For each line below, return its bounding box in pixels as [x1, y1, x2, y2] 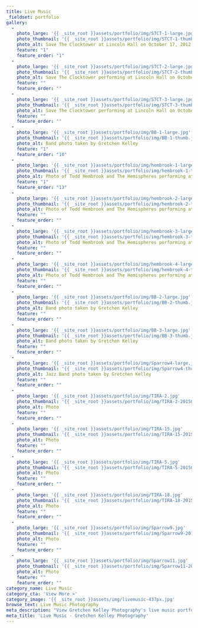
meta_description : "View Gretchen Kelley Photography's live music [6, 607, 176, 613]
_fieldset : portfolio [6, 14, 60, 20]
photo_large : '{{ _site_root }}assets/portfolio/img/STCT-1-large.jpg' [16, 31, 196, 37]
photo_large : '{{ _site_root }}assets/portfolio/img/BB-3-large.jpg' [16, 327, 192, 333]
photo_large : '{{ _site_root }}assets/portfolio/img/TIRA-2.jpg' [16, 393, 181, 399]
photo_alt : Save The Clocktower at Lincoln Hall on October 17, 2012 [16, 42, 192, 48]
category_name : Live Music [6, 585, 72, 591]
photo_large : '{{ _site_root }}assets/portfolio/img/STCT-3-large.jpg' [16, 96, 196, 102]
